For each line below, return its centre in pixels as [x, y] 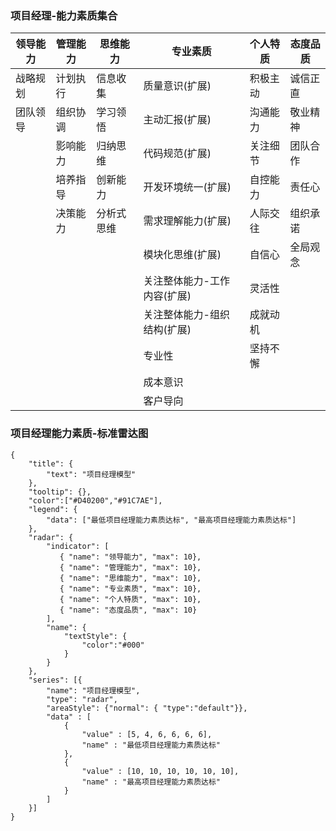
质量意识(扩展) [177, 86]
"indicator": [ [78, 546]
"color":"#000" [113, 645]
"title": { [51, 463]
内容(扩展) [167, 296]
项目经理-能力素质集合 [64, 15]
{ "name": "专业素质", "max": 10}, [130, 588]
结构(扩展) [167, 330]
